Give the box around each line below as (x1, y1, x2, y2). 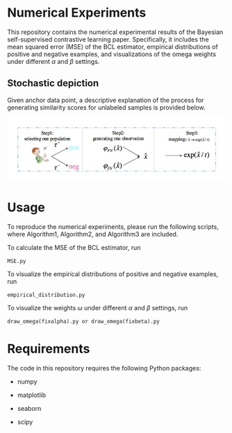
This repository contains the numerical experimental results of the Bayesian (7, 28, 224, 36)
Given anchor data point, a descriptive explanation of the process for (7, 96, 204, 104)
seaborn (17, 404, 42, 412)
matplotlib (17, 391, 47, 399)
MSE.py (7, 257, 26, 264)
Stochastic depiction (7, 78, 99, 90)
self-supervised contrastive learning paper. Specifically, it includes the (7, 35, 210, 43)
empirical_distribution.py (7, 291, 85, 298)
